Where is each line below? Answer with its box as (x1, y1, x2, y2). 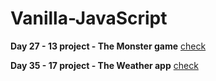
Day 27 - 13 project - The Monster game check (10, 40, 207, 52)
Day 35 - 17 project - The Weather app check (10, 59, 199, 71)
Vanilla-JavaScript (10, 7, 168, 30)
